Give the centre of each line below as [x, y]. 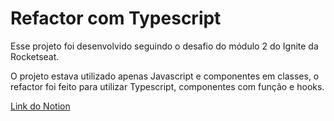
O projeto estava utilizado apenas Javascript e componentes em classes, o [165, 76]
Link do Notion [40, 106]
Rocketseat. [35, 56]
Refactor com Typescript [116, 18]
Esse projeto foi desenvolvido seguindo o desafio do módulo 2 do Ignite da [164, 46]
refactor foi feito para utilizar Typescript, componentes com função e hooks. [167, 86]
